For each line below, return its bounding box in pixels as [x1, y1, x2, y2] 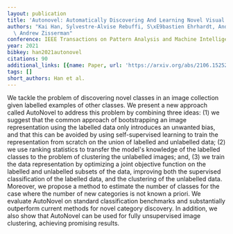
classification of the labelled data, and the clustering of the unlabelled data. [7, 175, 223, 183]
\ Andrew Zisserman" [13, 29, 73, 37]
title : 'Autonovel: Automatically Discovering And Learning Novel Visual [7, 17, 225, 24]
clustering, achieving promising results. [7, 219, 120, 228]
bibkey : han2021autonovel [7, 49, 82, 56]
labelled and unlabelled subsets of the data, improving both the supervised [7, 167, 221, 176]
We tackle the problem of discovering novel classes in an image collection [7, 94, 219, 102]
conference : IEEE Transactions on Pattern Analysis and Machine [7, 36, 197, 43]
